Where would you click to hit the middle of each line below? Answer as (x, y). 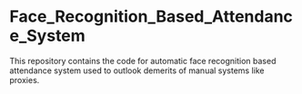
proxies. (25, 80)
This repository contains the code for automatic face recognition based (143, 61)
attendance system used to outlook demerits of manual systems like (137, 70)
